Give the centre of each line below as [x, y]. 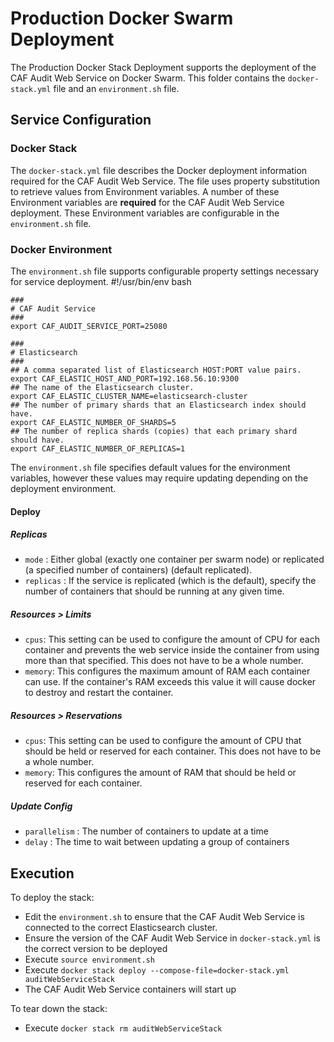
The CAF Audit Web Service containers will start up [130, 989]
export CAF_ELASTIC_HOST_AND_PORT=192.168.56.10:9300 [125, 378]
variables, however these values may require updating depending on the [159, 478]
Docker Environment [61, 249]
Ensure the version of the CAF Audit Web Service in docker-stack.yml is [172, 938]
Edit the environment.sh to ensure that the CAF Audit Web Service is [164, 917]
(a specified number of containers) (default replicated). [138, 570]
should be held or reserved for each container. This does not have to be [173, 751]
